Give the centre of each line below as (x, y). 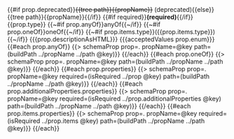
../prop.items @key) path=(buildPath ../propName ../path (123, 121)
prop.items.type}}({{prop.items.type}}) (160, 32)
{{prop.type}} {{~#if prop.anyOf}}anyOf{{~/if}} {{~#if (84, 24)
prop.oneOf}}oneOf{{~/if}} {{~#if (55, 32)
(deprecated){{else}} (184, 9)
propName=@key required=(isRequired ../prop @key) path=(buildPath (109, 76)
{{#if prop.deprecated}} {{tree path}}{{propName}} (80, 9)
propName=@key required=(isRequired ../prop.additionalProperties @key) (115, 98)
